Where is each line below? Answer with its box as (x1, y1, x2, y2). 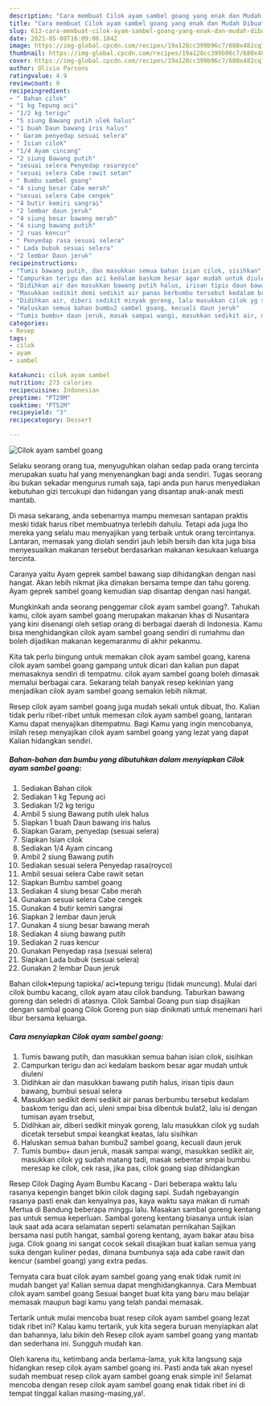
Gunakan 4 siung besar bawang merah (20, 920, 150, 930)
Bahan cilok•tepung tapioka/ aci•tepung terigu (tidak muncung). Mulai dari (9, 979, 257, 988)
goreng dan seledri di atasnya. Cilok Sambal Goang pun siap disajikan (9, 996, 240, 1005)
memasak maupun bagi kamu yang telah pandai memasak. (9, 1297, 204, 1307)
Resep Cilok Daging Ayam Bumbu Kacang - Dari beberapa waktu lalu (9, 1179, 237, 1188)
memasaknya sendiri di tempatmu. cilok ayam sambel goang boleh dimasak (9, 669, 260, 678)
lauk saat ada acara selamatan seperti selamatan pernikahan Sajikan (9, 1221, 236, 1231)
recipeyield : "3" (9, 409, 68, 417)
